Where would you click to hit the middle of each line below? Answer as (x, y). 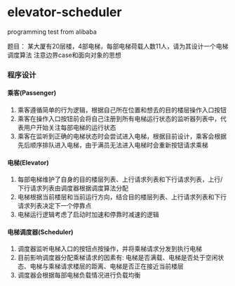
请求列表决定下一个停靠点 (54, 206)
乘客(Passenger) (32, 93)
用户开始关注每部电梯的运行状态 (70, 128)
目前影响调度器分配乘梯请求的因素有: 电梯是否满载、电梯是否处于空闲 (117, 258)
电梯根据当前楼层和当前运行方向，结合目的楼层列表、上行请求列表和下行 (122, 197)
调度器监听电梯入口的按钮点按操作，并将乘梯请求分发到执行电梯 (109, 249)
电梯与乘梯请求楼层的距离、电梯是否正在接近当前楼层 (107, 266)
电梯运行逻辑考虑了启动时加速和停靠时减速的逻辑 (88, 214)
